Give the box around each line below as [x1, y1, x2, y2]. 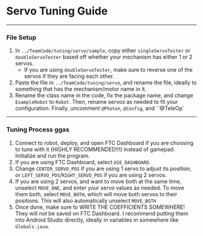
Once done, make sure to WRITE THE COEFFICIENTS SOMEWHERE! [14, 203, 185, 211]
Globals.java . [14, 222, 50, 230]
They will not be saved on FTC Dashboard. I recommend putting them [14, 209, 188, 217]
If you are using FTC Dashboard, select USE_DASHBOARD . [14, 158, 151, 165]
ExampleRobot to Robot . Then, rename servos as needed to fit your [14, 98, 178, 106]
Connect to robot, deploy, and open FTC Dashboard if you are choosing [14, 139, 193, 146]
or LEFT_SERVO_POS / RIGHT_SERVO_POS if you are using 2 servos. [14, 171, 167, 179]
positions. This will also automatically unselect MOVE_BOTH [14, 197, 156, 204]
